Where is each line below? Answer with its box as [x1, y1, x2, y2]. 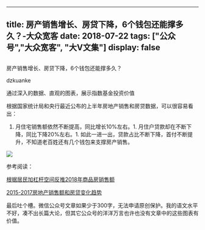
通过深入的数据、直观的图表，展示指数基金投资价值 [6, 89, 135, 97]
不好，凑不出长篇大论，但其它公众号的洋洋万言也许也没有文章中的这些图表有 [6, 209, 199, 217]
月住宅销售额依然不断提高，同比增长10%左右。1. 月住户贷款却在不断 [15, 123, 187, 130]
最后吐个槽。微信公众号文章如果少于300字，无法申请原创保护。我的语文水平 [6, 201, 198, 209]
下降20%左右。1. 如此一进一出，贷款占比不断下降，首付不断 [36, 130, 188, 138]
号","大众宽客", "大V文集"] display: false [6, 42, 160, 53]
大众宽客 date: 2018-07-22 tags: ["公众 [26, 31, 176, 42]
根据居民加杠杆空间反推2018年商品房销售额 [6, 176, 115, 183]
